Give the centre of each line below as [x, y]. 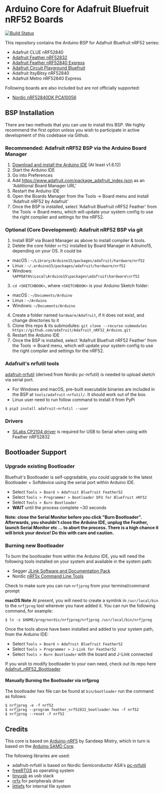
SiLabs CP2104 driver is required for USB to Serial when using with [80, 431]
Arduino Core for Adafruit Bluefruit [77, 9]
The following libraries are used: [37, 756]
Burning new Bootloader [35, 546]
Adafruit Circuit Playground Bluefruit [49, 68]
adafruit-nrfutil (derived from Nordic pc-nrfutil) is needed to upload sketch [80, 374]
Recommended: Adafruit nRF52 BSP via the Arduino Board [76, 148]
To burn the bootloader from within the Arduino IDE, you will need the [75, 556]
